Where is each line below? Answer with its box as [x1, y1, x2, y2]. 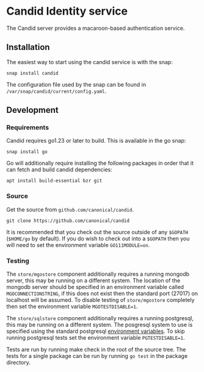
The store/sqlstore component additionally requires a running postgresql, [6, 315, 194, 322]
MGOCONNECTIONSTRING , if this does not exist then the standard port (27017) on [6, 290, 199, 297]
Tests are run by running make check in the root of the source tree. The [6, 346, 186, 353]
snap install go [6, 149, 48, 155]
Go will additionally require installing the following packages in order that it [6, 160, 194, 167]
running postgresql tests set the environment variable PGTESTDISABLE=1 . [6, 334, 185, 342]
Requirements [6, 123, 49, 132]
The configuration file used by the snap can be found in [6, 80, 147, 88]
